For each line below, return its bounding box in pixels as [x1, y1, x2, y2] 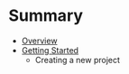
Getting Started [21, 44, 78, 55]
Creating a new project [34, 54, 121, 65]
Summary [8, 5, 83, 26]
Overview [21, 35, 58, 46]
